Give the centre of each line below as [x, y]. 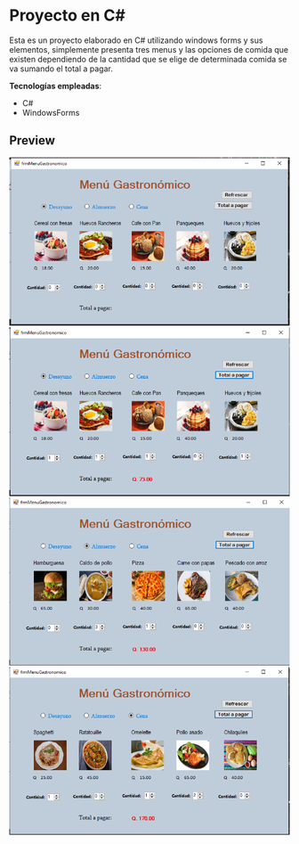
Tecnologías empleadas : [56, 86]
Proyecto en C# [68, 16]
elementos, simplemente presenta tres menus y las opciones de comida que [149, 49]
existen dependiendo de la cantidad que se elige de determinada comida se [148, 59]
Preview [32, 140]
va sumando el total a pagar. [61, 69]
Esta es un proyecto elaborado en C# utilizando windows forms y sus [136, 40]
